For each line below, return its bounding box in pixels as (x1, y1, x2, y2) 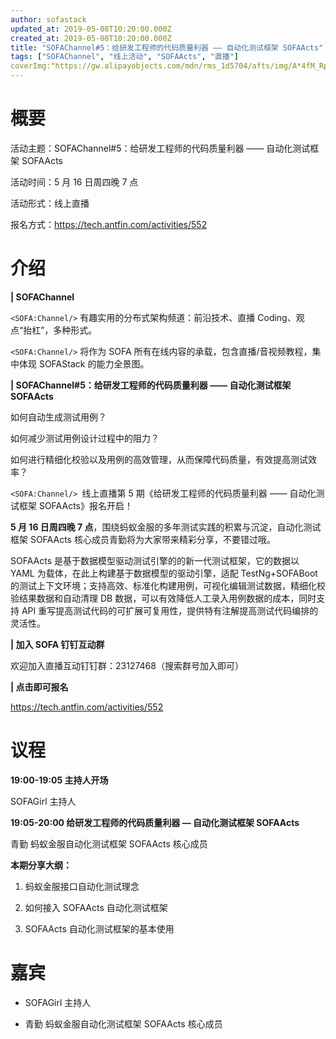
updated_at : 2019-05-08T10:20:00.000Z (10, 24, 172, 34)
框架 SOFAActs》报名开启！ (18, 499, 133, 511)
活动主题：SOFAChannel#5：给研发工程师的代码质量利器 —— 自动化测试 (10, 142, 311, 154)
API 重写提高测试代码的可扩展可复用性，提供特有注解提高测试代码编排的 (21, 604, 319, 616)
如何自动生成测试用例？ (10, 411, 107, 423)
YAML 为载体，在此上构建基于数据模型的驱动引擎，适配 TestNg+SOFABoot (10, 567, 318, 579)
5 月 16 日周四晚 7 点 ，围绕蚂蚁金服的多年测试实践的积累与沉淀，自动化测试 (10, 521, 322, 533)
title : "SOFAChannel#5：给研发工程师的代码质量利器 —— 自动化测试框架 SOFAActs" (10, 42, 324, 53)
